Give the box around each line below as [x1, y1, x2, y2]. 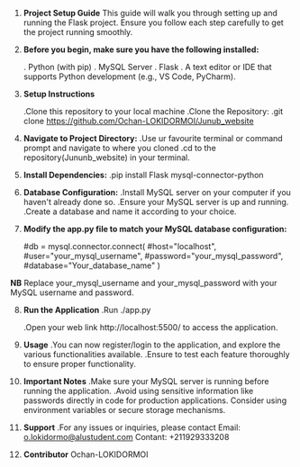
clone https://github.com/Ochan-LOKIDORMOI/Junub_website [23, 116, 255, 126]
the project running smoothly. [23, 27, 133, 37]
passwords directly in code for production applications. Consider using [23, 395, 287, 406]
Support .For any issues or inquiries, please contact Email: [23, 422, 241, 433]
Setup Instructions [23, 89, 95, 99]
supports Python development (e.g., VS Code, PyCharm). [23, 71, 237, 82]
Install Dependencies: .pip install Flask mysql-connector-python [23, 170, 264, 180]
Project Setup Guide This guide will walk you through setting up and [23, 8, 278, 18]
